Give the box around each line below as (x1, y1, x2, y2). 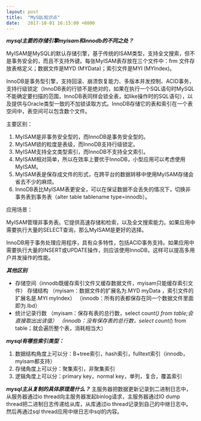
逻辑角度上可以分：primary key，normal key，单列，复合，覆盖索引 (14, 373, 182, 380)
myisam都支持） (14, 358, 56, 365)
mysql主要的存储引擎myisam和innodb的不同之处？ (6, 37, 134, 44)
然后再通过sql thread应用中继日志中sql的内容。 (6, 408, 123, 415)
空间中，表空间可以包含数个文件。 (6, 108, 91, 115)
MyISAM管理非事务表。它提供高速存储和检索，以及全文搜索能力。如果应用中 (6, 219, 196, 226)
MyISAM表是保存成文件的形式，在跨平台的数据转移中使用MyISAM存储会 (14, 171, 194, 178)
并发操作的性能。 (11, 254, 54, 261)
